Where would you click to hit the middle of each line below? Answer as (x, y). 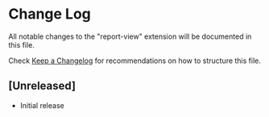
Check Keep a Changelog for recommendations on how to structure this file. (135, 61)
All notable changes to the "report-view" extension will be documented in (130, 36)
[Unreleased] (42, 86)
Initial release (42, 105)
